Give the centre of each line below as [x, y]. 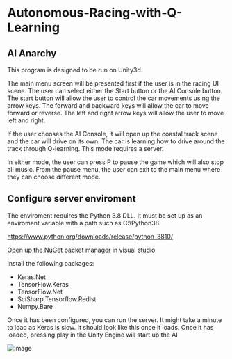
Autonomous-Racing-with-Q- [95, 13]
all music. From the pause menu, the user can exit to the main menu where [114, 169]
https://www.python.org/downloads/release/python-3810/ [90, 236]
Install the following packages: [51, 263]
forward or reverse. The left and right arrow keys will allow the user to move [116, 113]
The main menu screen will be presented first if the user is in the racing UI [113, 83]
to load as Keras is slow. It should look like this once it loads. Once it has [110, 327]
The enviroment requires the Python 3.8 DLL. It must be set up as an [105, 215]
